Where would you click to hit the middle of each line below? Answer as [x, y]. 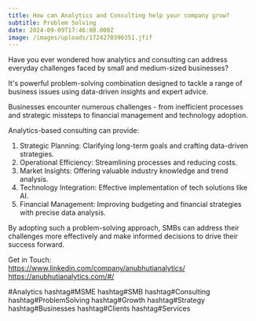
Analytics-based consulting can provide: [74, 131]
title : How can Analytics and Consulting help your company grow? [119, 15]
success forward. [37, 245]
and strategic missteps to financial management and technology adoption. [128, 116]
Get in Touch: [30, 260]
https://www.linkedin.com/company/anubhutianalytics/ [97, 268]
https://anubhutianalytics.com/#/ [61, 277]
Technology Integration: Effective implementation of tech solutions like [133, 188]
